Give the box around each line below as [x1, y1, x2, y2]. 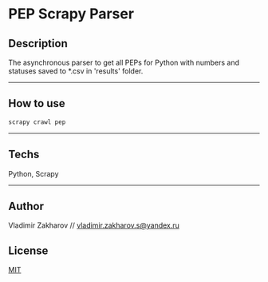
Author [8, 199, 44, 212]
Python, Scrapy [8, 169, 59, 178]
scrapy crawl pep [8, 117, 66, 126]
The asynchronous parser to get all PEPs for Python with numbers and [8, 58, 239, 67]
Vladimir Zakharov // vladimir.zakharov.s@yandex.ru [8, 220, 179, 230]
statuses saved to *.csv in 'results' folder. [8, 66, 144, 76]
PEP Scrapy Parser [8, 5, 134, 23]
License [8, 244, 49, 257]
